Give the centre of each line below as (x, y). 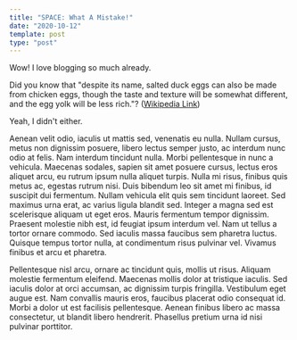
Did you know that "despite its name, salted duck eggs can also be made (143, 85)
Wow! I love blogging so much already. (80, 68)
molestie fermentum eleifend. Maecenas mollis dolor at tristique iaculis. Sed (148, 279)
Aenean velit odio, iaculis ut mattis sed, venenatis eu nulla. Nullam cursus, (145, 138)
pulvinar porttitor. (41, 327)
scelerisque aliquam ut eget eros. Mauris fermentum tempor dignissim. (139, 214)
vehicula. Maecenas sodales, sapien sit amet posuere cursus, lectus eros (144, 167)
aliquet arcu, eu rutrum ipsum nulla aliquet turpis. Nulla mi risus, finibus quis (148, 177)
